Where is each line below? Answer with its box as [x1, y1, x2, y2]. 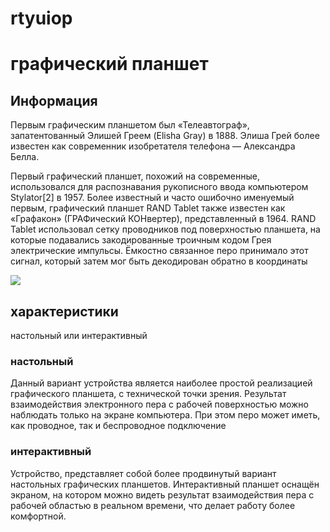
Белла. [10, 151, 40, 163]
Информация [10, 92, 98, 109]
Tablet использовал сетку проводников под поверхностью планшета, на [10, 223, 321, 236]
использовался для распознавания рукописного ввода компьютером [10, 181, 309, 193]
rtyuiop [10, 7, 73, 30]
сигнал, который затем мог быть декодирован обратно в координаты [10, 255, 308, 267]
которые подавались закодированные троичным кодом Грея [10, 234, 272, 246]
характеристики [10, 303, 119, 320]
